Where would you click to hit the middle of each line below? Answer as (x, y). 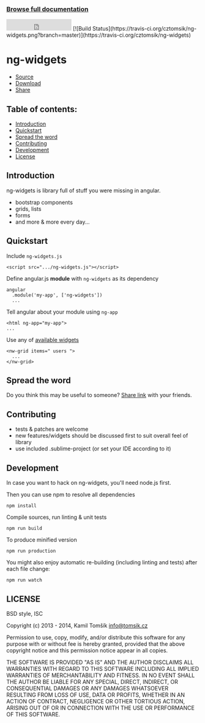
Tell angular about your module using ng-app (62, 312)
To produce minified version (42, 540)
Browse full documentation (47, 9)
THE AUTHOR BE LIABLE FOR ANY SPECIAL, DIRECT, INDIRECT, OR (92, 681)
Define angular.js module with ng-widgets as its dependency (83, 278)
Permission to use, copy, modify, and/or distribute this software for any (96, 637)
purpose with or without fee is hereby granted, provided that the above (96, 644)
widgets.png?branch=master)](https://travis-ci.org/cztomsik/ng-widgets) (99, 35)
